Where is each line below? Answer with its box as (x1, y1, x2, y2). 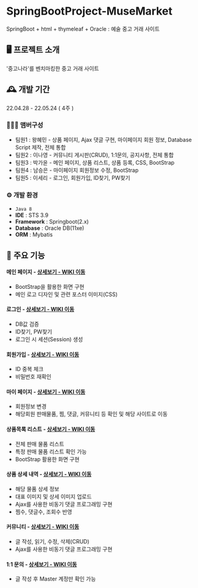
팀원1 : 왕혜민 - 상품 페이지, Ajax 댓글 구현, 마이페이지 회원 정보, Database (15, 136, 192, 143)
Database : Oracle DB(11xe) (15, 224, 85, 232)
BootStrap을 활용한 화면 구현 (15, 283, 85, 290)
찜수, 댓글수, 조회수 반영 (15, 508, 72, 515)
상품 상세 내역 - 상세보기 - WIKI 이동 (6, 470, 92, 478)
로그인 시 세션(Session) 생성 (15, 335, 83, 342)
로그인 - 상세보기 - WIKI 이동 (6, 306, 75, 313)
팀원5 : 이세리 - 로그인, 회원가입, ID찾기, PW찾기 (15, 174, 130, 181)
